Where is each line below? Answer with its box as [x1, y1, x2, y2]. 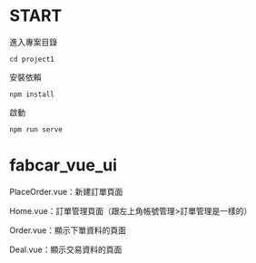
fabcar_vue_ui [9, 155, 118, 176]
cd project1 [9, 54, 54, 63]
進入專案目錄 [9, 36, 57, 47]
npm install [9, 90, 54, 99]
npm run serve [9, 124, 64, 134]
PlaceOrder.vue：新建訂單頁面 [9, 186, 123, 197]
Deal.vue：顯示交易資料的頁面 [9, 244, 123, 255]
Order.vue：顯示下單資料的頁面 [9, 224, 127, 236]
